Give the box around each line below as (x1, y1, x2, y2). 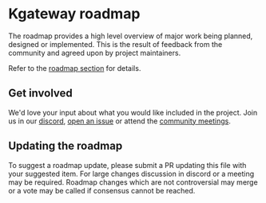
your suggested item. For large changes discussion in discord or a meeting (8, 169, 255, 178)
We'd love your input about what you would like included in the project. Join (8, 107, 258, 117)
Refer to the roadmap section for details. (8, 63, 141, 72)
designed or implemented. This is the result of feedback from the (8, 39, 223, 49)
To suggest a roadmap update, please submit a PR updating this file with (8, 160, 247, 170)
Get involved (8, 87, 73, 100)
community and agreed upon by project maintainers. (8, 48, 181, 57)
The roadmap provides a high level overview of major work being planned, (8, 31, 253, 41)
